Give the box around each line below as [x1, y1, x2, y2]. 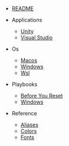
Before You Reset [20, 92, 63, 99]
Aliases [20, 121, 38, 128]
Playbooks [11, 81, 38, 88]
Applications [11, 16, 42, 23]
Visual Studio [20, 34, 53, 41]
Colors [20, 128, 37, 134]
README [11, 5, 34, 12]
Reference [11, 110, 37, 117]
